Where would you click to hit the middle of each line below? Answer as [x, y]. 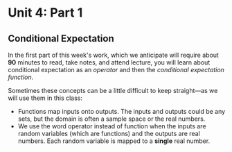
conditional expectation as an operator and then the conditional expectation [116, 70]
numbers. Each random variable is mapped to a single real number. [114, 141]
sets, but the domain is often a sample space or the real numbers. [111, 119]
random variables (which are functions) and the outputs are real [109, 134]
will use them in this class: [45, 98]
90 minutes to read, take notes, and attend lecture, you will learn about [109, 62]
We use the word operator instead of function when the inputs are [112, 126]
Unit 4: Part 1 [45, 13]
